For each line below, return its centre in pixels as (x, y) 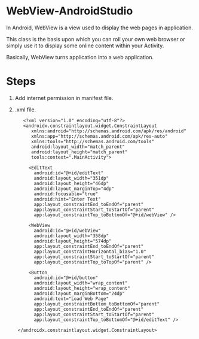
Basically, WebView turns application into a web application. (80, 57)
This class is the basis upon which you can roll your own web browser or (96, 39)
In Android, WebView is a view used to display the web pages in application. (99, 28)
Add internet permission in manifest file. (64, 98)
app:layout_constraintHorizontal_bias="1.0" (90, 252)
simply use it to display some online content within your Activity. (85, 46)
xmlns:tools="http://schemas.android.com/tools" (93, 141)
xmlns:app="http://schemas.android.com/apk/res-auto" (99, 136)
